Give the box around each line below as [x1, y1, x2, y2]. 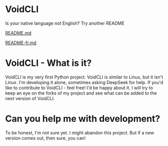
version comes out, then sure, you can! [5, 135, 86, 141]
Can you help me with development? [5, 113, 160, 124]
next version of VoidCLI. [5, 95, 55, 101]
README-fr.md [5, 39, 37, 46]
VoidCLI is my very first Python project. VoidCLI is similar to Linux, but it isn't [5, 74, 163, 80]
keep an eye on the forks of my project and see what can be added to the [5, 90, 157, 96]
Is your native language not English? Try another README [5, 20, 124, 26]
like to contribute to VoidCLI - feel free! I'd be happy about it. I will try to [5, 85, 153, 91]
